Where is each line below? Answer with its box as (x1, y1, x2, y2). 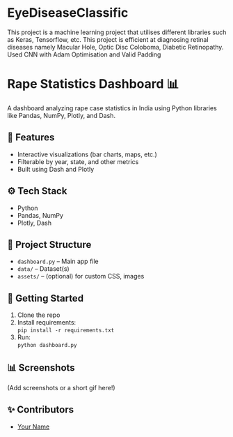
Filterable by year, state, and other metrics (17, 157, 139, 165)
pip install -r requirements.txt (17, 327, 115, 334)
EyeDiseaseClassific (7, 5, 129, 21)
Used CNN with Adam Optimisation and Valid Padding (7, 50, 161, 59)
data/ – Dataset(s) (17, 265, 70, 273)
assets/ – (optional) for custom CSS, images (17, 272, 145, 281)
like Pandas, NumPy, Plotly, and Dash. (7, 111, 116, 119)
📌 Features (7, 131, 55, 144)
